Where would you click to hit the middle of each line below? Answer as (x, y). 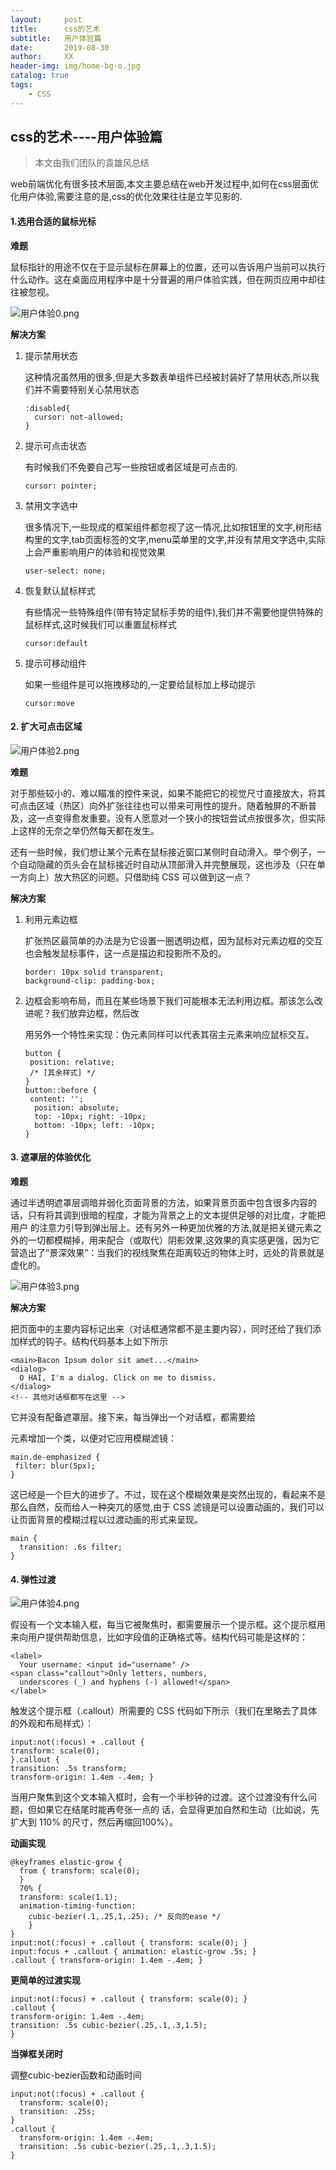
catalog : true (40, 76)
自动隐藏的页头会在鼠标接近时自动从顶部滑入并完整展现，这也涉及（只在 (167, 864)
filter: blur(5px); (55, 1466)
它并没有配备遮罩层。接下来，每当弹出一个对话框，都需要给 (133, 1417)
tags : (21, 85)
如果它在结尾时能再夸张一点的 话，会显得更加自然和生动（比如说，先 (178, 1810)
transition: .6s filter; (71, 1547)
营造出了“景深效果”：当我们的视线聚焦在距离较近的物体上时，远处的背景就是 (167, 1253)
